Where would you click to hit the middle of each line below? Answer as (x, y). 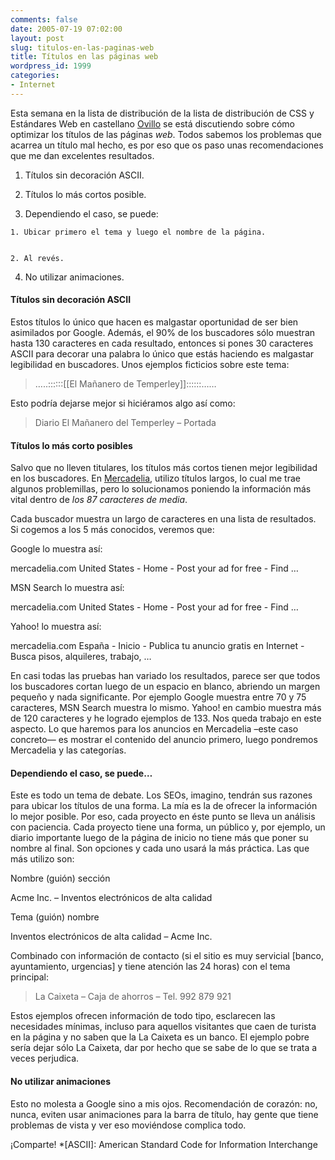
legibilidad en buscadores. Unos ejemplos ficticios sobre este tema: (150, 364)
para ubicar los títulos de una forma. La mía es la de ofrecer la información (164, 806)
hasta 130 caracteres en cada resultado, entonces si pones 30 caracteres (162, 343)
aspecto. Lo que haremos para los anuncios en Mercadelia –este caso (154, 729)
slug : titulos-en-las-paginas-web (82, 47)
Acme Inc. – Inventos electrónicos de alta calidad (111, 898)
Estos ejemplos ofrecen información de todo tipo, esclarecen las (143, 1016)
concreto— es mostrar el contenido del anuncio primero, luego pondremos (164, 740)
